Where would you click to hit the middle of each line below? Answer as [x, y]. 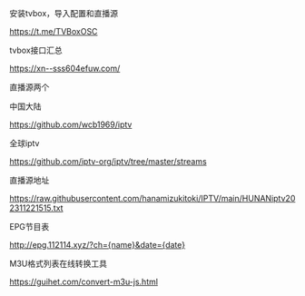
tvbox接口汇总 [36, 50]
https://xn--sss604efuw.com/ [65, 68]
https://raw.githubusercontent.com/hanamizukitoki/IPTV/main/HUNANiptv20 [152, 198]
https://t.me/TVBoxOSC [54, 31]
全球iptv [25, 143]
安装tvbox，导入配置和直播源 [64, 13]
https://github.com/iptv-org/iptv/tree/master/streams [108, 161]
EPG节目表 [30, 227]
